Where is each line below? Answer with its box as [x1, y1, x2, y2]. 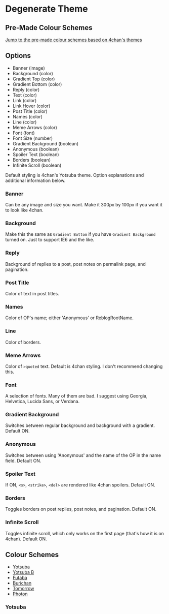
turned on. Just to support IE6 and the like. [5, 237, 95, 243]
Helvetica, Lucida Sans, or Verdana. [5, 398, 80, 405]
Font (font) [12, 130, 35, 136]
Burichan [12, 580, 32, 586]
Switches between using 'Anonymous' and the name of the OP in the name [5, 452, 161, 458]
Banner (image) [12, 65, 46, 71]
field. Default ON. [5, 457, 41, 464]
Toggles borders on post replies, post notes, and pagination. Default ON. [5, 506, 157, 512]
